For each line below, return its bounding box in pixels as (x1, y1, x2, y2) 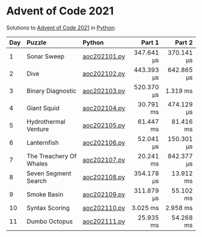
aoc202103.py (82, 86, 126, 95)
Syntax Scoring (26, 203, 70, 212)
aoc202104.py (82, 104, 126, 112)
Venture (26, 125, 49, 133)
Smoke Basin (26, 190, 64, 199)
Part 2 (175, 38, 193, 46)
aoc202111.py (82, 217, 126, 226)
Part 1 (141, 38, 159, 46)
